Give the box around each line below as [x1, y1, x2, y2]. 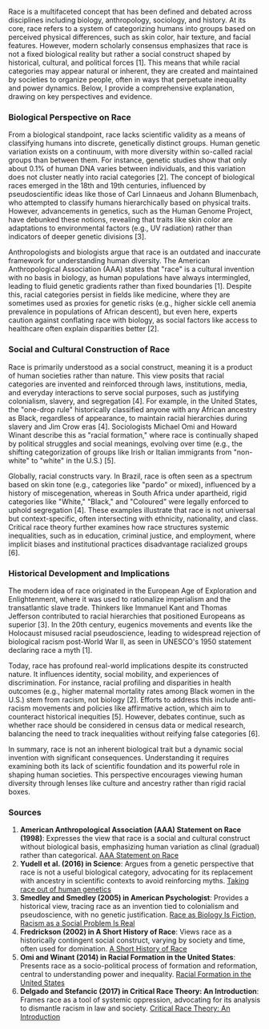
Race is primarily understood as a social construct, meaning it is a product [8, 362, 253, 371]
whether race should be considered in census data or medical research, [8, 720, 246, 730]
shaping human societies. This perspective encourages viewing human [8, 770, 243, 779]
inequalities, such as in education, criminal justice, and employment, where [8, 531, 256, 540]
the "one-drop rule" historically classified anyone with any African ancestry [8, 404, 257, 414]
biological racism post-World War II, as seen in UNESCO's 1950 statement [8, 636, 252, 647]
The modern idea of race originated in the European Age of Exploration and [8, 586, 258, 595]
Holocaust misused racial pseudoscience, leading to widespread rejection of [8, 628, 261, 638]
